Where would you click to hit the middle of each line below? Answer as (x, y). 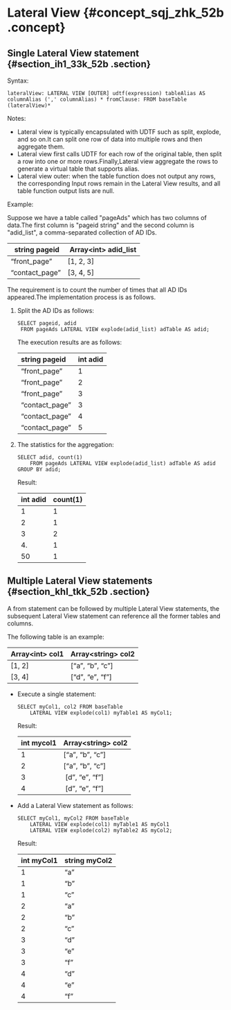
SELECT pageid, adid (47, 323)
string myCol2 (89, 860)
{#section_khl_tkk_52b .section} (78, 592)
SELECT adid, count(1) (50, 457)
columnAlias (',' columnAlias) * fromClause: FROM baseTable (97, 99)
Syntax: (18, 81)
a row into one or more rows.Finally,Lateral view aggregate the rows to (118, 161)
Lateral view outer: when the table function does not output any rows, (116, 176)
